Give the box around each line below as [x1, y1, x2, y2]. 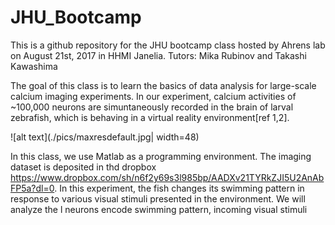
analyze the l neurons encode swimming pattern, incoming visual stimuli [10, 203, 308, 215]
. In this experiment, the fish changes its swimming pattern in [54, 182, 305, 194]
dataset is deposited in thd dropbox [10, 161, 157, 173]
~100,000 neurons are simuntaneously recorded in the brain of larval [10, 101, 294, 113]
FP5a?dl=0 [10, 182, 55, 194]
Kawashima [10, 60, 58, 72]
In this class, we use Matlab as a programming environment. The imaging [10, 150, 312, 162]
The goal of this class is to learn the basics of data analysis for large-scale [10, 79, 317, 91]
